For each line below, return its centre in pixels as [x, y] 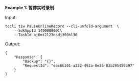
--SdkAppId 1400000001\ [38, 31]
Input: [11, 17]
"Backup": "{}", [39, 61]
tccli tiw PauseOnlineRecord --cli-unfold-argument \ [62, 26]
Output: [13, 44]
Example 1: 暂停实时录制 [30, 8]
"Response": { [28, 57]
